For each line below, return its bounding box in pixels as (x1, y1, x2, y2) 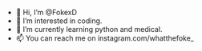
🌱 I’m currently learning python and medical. (15, 25, 163, 33)
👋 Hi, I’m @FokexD (15, 8, 78, 17)
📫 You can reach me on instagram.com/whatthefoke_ (15, 33, 194, 43)
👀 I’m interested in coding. (15, 16, 103, 25)
